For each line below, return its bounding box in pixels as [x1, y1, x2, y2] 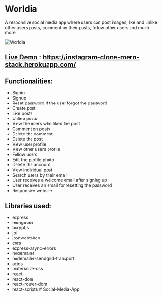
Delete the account [12, 162, 50, 168]
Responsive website [12, 188, 52, 193]
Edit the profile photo [12, 157, 54, 163]
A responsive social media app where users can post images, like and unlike [5, 19, 158, 25]
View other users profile [12, 147, 61, 152]
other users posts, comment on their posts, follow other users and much [5, 24, 149, 30]
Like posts [12, 110, 33, 117]
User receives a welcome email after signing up [12, 178, 108, 183]
